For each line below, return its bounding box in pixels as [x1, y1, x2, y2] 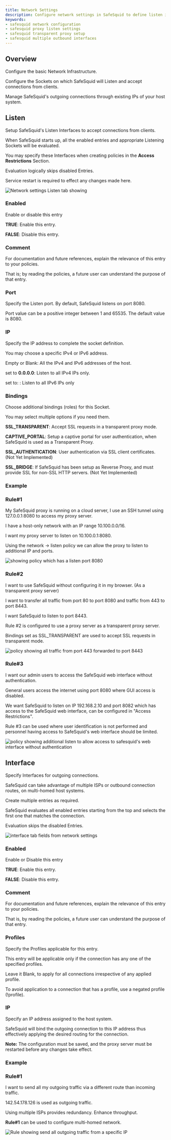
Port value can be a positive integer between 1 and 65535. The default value [5, 310, 165, 316]
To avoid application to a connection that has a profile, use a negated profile [5, 986, 165, 992]
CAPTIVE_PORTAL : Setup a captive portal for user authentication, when [5, 433, 157, 440]
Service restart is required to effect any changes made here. [5, 177, 132, 183]
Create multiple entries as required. [5, 797, 79, 803]
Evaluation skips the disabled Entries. [5, 822, 83, 828]
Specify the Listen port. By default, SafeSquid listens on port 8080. [5, 301, 146, 307]
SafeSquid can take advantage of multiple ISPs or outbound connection [5, 782, 155, 788]
